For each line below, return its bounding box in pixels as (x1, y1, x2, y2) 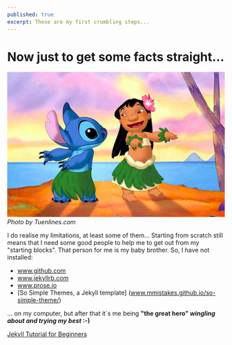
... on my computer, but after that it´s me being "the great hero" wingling (7, 309, 215, 317)
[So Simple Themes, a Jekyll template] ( (17, 288, 131, 297)
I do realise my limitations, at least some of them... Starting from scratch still (7, 231, 223, 239)
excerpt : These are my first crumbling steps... (7, 18, 150, 26)
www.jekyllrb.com (17, 274, 69, 282)
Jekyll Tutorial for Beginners (7, 330, 88, 338)
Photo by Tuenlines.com (7, 218, 76, 226)
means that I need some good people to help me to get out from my (7, 239, 200, 247)
